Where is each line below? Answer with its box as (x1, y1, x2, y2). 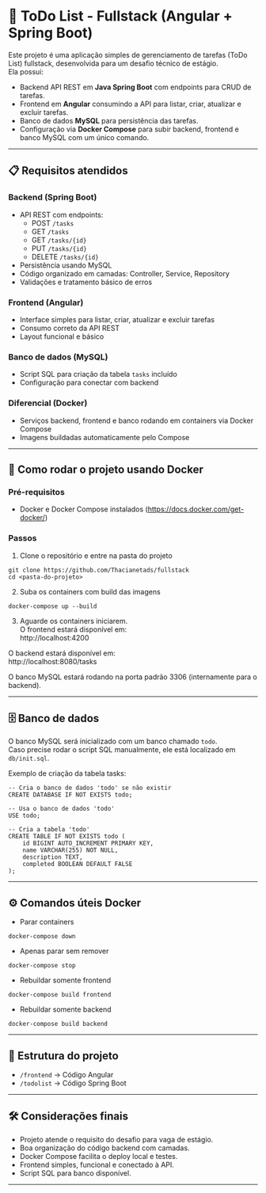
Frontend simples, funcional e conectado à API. (19, 1160, 174, 1169)
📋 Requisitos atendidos (8, 164, 128, 177)
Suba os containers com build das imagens (19, 587, 161, 596)
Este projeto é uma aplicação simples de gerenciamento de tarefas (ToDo (8, 50, 248, 59)
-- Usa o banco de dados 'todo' (8, 805, 115, 813)
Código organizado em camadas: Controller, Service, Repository (19, 268, 230, 278)
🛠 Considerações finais (8, 1110, 129, 1123)
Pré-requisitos (8, 486, 65, 497)
